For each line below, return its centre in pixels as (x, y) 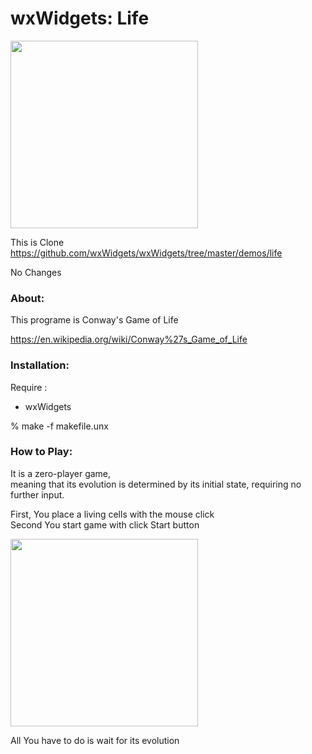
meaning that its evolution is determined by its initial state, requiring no (156, 484)
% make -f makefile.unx (59, 426)
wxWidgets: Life (80, 18)
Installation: (40, 365)
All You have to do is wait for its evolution (95, 740)
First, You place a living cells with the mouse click (112, 514)
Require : (29, 387)
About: (27, 298)
